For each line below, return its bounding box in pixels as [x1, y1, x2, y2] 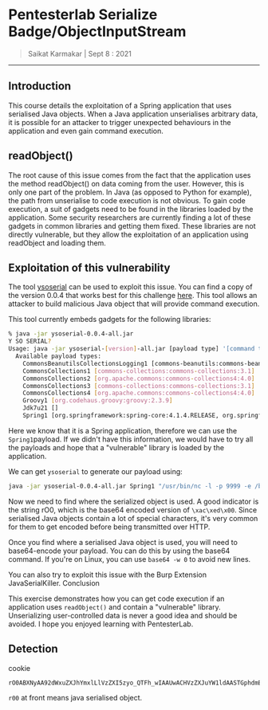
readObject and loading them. [8, 237, 106, 248]
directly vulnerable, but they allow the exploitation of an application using [8, 229, 249, 239]
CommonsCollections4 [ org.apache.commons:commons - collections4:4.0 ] [22, 389, 255, 398]
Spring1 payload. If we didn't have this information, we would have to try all [8, 434, 254, 444]
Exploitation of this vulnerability [8, 261, 171, 274]
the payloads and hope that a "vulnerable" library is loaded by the [8, 442, 225, 452]
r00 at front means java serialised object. [8, 692, 143, 702]
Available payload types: [15, 352, 102, 360]
